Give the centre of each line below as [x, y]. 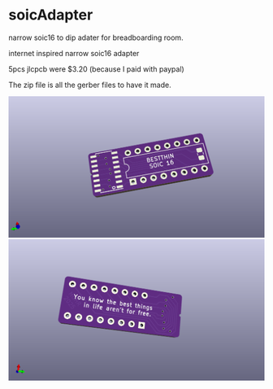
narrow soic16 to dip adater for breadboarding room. [96, 37]
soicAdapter [51, 15]
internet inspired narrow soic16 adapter [74, 53]
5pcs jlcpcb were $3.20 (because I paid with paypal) [96, 69]
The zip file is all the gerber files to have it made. [90, 85]
